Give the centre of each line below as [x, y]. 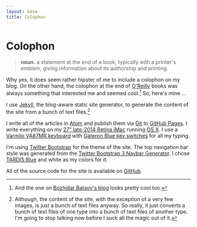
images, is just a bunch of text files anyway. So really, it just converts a [100, 205]
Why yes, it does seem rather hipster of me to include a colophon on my [93, 80]
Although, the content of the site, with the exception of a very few [94, 199]
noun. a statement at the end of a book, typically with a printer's [98, 62]
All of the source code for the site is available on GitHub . [74, 171]
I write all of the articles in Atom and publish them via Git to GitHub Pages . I [97, 123]
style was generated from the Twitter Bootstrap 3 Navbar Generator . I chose [98, 153]
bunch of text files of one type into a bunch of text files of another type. [101, 211]
